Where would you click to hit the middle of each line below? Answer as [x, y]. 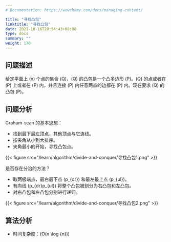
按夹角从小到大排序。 [35, 140]
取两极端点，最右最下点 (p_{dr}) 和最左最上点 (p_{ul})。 [71, 179]
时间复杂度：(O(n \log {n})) [41, 234]
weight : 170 [18, 43]
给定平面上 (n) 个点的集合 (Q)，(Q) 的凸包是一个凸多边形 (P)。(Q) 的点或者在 [86, 79]
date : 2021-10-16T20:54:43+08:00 [41, 29]
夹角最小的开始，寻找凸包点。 [44, 146]
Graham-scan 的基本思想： [34, 123]
